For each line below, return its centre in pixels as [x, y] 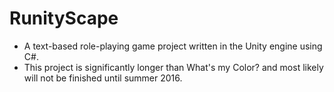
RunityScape [64, 18]
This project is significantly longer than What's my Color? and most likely [173, 67]
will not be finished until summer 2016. [103, 78]
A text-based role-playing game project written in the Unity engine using [173, 46]
